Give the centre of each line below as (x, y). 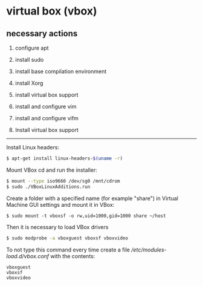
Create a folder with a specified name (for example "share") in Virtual (92, 198)
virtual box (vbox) (52, 11)
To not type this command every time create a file (68, 250)
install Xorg (29, 83)
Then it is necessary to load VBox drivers (57, 227)
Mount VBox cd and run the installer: (52, 170)
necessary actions (42, 34)
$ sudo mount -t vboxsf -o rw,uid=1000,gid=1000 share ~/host (86, 216)
